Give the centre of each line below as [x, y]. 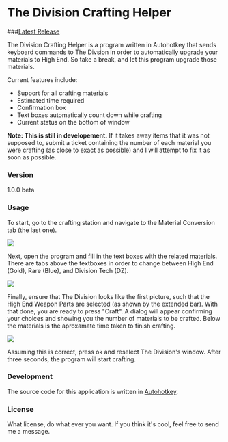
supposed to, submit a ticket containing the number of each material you [109, 142]
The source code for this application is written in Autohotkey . [93, 391]
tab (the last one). [32, 230]
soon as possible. [32, 157]
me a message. [29, 432]
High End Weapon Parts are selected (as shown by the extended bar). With [113, 304]
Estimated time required [51, 100]
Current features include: [42, 79]
